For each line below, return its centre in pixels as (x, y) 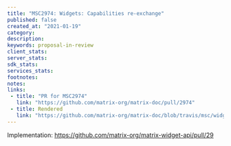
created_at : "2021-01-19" (44, 26)
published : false (32, 20)
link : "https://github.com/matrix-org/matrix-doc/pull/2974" (106, 103)
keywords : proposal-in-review (51, 45)
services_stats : (30, 71)
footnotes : (23, 77)
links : (16, 90)
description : (26, 39)
